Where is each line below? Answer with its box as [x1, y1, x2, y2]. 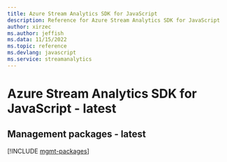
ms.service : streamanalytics [7, 56, 92, 63]
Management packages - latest [7, 128, 147, 140]
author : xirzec [7, 23, 52, 30]
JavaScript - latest [7, 101, 117, 116]
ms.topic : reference [7, 43, 68, 50]
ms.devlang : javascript [7, 50, 77, 57]
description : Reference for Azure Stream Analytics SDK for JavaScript [7, 17, 220, 24]
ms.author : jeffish [7, 29, 64, 37]
